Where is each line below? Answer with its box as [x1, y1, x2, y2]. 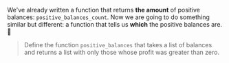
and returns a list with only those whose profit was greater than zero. [23, 48, 220, 56]
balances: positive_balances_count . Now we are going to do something [7, 13, 210, 21]
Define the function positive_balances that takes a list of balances [23, 41, 212, 49]
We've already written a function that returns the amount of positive [7, 6, 201, 14]
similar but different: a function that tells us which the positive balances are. [7, 21, 222, 28]
